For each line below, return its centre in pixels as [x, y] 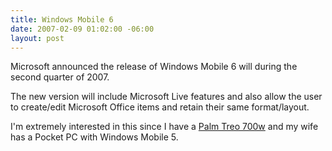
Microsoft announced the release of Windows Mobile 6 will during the [154, 67]
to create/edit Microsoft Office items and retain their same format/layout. [160, 107]
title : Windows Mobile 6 [62, 19]
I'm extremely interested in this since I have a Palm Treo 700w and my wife [164, 127]
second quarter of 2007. [60, 77]
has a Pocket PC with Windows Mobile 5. [94, 137]
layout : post [37, 38]
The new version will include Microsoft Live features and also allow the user [166, 97]
